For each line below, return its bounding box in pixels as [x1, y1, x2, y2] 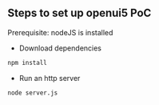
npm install [7, 59, 47, 67]
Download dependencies [18, 43, 101, 53]
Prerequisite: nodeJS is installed [7, 27, 113, 37]
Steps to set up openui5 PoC [7, 6, 152, 20]
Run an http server [18, 73, 81, 83]
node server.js [7, 88, 58, 97]
